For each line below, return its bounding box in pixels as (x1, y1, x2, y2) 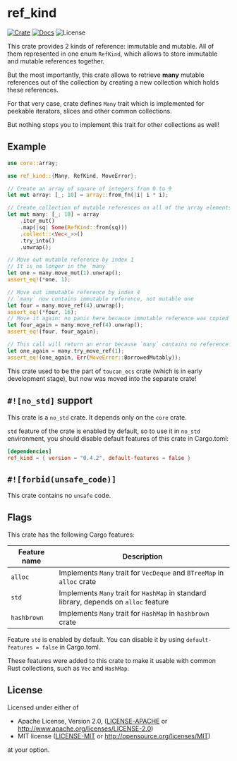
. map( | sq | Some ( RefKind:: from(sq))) (20, 224, 128, 231)
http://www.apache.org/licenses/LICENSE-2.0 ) (17, 724, 154, 733)
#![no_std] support (7, 395, 93, 407)
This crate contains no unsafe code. (7, 492, 111, 499)
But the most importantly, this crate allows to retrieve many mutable (7, 71, 205, 79)
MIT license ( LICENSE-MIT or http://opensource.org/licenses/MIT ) (17, 731, 211, 740)
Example (7, 141, 47, 153)
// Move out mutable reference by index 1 (7, 256, 134, 264)
